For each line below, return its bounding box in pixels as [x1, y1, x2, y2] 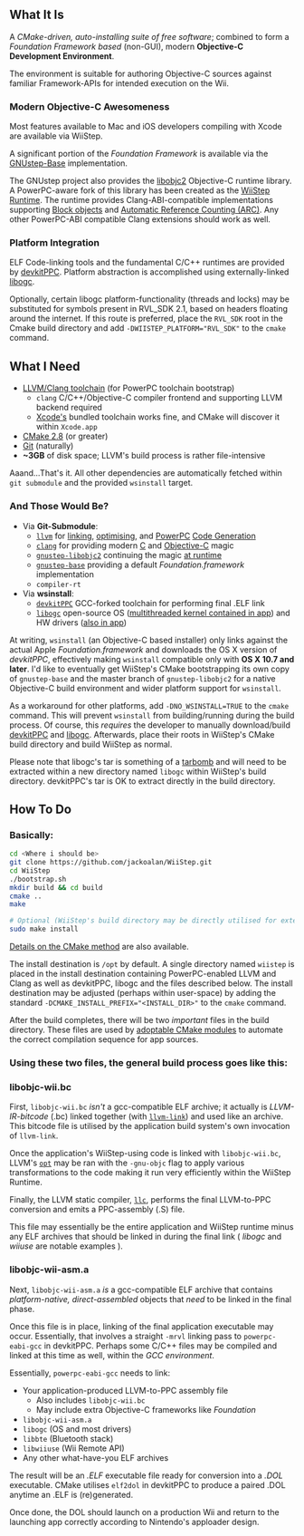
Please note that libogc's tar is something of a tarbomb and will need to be [9, 756, 287, 767]
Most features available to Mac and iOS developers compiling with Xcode [9, 121, 282, 132]
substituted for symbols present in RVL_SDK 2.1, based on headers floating [9, 304, 288, 314]
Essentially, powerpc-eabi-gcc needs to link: [9, 1367, 171, 1378]
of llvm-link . [9, 1130, 59, 1141]
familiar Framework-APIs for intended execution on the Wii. [9, 77, 229, 89]
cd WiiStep [9, 865, 51, 875]
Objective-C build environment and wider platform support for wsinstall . [9, 682, 282, 693]
